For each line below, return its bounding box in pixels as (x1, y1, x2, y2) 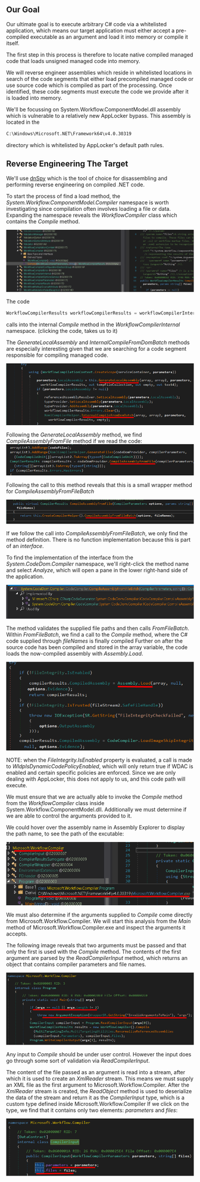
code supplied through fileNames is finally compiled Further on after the (6, 637, 183, 645)
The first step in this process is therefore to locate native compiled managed (6, 51, 193, 58)
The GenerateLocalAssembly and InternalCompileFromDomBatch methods (6, 339, 190, 346)
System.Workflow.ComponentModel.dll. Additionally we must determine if (6, 806, 187, 813)
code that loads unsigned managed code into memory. (6, 57, 140, 64)
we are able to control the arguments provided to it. (6, 812, 132, 819)
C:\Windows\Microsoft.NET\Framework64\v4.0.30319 (6, 130, 132, 136)
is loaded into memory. (6, 94, 62, 101)
